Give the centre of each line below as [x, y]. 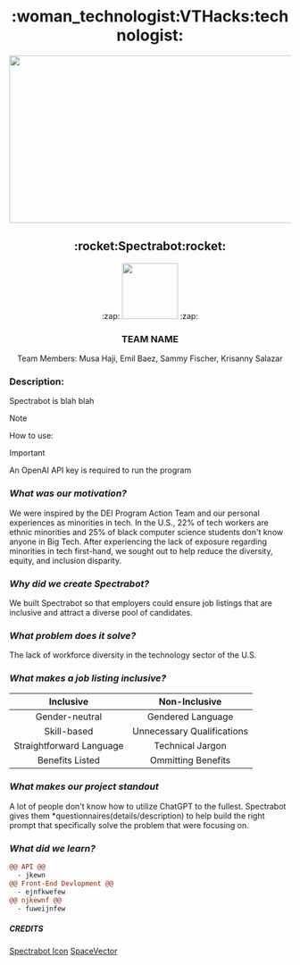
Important [27, 453]
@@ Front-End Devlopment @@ [62, 883]
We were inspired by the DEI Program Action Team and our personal [135, 513]
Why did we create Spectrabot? [79, 583]
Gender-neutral [69, 717]
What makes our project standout [84, 786]
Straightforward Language [69, 745]
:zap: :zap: [150, 315]
